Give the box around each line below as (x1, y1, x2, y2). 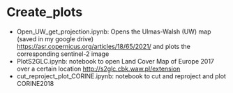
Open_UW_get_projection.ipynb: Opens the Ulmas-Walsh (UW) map (16, 27, 211, 36)
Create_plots (6, 4, 83, 20)
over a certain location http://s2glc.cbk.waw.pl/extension (16, 64, 181, 73)
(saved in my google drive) (16, 34, 94, 43)
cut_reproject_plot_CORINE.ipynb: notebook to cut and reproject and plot (16, 71, 226, 80)
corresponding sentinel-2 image (16, 50, 110, 58)
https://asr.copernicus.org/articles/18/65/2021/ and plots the (16, 42, 191, 50)
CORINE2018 (16, 79, 54, 87)
